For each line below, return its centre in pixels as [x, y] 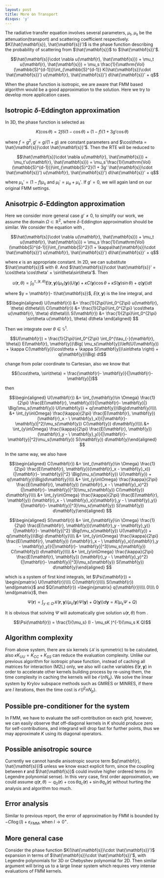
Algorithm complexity [39, 638]
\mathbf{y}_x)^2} [131, 484]
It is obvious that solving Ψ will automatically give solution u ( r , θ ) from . [77, 612]
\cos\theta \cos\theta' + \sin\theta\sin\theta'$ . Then [57, 272]
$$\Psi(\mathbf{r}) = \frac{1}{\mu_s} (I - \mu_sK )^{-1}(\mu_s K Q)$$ [82, 622]
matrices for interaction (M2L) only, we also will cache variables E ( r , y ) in [78, 666]
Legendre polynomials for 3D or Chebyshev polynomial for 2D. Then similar [81, 861]
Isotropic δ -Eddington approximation [63, 110]
